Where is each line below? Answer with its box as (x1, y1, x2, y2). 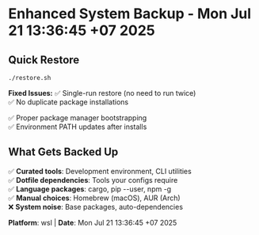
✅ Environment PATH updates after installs (8, 122, 147, 131)
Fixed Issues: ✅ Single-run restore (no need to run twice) (8, 88, 196, 97)
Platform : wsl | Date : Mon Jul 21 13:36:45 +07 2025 (8, 218, 177, 227)
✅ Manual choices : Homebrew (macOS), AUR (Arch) (8, 193, 181, 203)
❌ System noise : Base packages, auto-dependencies (8, 202, 184, 211)
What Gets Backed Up (8, 146, 119, 159)
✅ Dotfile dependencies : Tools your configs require (8, 175, 178, 184)
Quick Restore (8, 53, 80, 66)
